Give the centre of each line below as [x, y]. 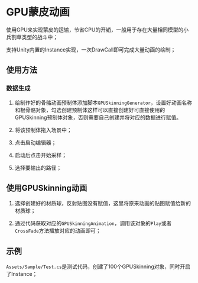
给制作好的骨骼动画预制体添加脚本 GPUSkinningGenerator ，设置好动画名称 [103, 102]
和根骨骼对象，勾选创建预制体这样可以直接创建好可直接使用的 [90, 110]
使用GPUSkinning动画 [47, 188]
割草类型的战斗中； [34, 37]
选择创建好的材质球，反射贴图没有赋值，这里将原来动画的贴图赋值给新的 [103, 203]
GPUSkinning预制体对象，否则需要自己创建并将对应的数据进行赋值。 [98, 117]
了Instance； [22, 274]
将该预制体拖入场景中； [43, 130]
